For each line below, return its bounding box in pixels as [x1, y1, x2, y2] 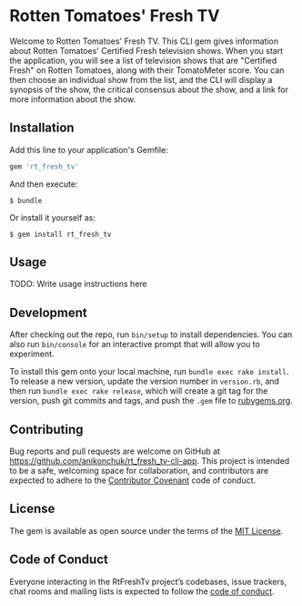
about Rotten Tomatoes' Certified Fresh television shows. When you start [9, 45, 284, 56]
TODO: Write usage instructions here [9, 279, 147, 290]
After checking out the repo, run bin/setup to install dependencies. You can [9, 329, 293, 340]
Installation [9, 120, 75, 136]
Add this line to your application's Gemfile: [9, 144, 168, 155]
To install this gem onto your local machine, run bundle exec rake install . [9, 366, 289, 377]
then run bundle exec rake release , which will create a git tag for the [9, 385, 268, 396]
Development [9, 304, 88, 320]
